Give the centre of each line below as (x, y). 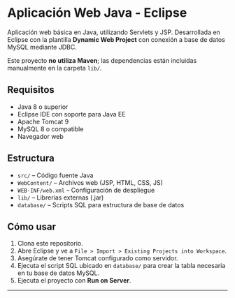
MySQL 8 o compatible (50, 129)
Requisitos (31, 90)
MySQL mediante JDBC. (42, 47)
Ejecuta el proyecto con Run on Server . (74, 281)
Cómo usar (32, 226)
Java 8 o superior (43, 107)
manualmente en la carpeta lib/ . (55, 68)
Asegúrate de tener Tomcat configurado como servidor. (98, 258)
